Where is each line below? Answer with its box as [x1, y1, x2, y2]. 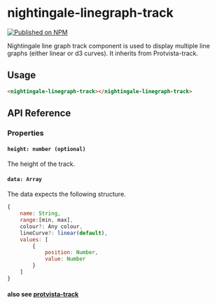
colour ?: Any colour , [20, 222, 83, 230]
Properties [7, 128, 44, 138]
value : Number [44, 255, 86, 263]
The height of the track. [7, 159, 76, 169]
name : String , [20, 210, 61, 218]
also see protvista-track [7, 290, 79, 299]
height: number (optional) [7, 146, 86, 152]
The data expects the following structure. [7, 190, 126, 199]
